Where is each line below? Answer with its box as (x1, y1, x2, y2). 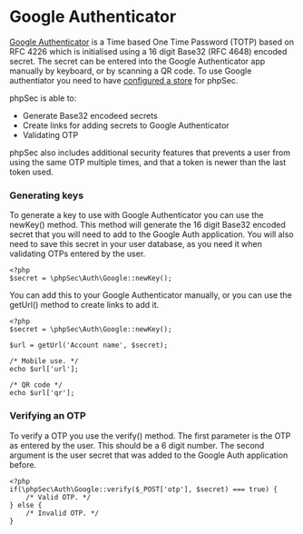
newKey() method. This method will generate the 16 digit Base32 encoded (9, 220, 286, 231)
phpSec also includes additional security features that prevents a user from (9, 147, 290, 158)
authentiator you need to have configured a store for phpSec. (9, 74, 239, 85)
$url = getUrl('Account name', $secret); (9, 341, 169, 351)
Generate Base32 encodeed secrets (22, 110, 159, 121)
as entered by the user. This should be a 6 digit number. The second (9, 440, 265, 450)
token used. (9, 166, 54, 177)
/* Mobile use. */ (9, 357, 79, 366)
